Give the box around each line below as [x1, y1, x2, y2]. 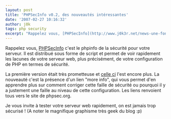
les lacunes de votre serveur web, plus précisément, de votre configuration [5, 56, 163, 62]
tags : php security [5, 26, 47, 32]
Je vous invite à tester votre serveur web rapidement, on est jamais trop [5, 103, 156, 108]
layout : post [5, 7, 33, 13]
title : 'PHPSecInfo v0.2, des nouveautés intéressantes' [5, 12, 129, 17]
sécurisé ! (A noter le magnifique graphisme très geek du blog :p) [5, 108, 142, 114]
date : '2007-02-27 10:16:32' [5, 17, 67, 22]
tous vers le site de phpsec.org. [5, 93, 72, 99]
